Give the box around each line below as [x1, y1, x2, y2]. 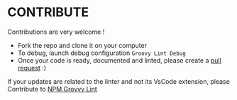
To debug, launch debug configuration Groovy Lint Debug [17, 49, 186, 57]
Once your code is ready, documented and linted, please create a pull [17, 56, 221, 64]
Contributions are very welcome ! [7, 27, 105, 36]
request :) [17, 63, 47, 72]
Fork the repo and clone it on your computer [17, 41, 148, 49]
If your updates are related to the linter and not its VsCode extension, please [7, 77, 231, 85]
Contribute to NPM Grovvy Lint [7, 85, 97, 93]
